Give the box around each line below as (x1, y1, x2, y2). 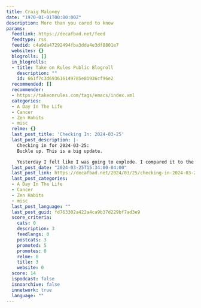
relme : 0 (17, 253, 39, 259)
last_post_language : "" (11, 203, 71, 210)
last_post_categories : (11, 176, 68, 182)
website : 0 (17, 265, 44, 271)
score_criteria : (11, 215, 52, 221)
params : (6, 25, 26, 32)
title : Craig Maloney (6, 8, 60, 15)
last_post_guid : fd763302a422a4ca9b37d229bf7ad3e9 (11, 209, 141, 215)
